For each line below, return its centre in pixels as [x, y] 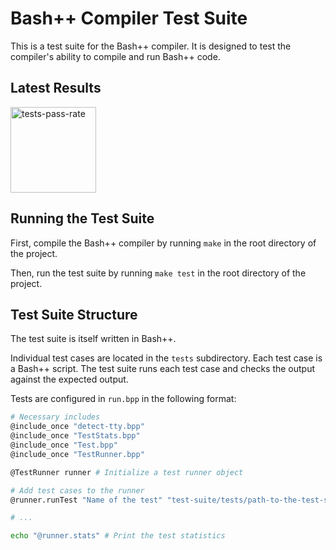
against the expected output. [69, 379]
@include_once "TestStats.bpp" [75, 436]
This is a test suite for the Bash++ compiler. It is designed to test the [151, 46]
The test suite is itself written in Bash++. [93, 339]
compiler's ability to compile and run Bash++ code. [115, 56]
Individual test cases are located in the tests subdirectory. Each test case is [166, 358]
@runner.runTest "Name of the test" [86, 500]
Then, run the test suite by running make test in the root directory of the [158, 273]
